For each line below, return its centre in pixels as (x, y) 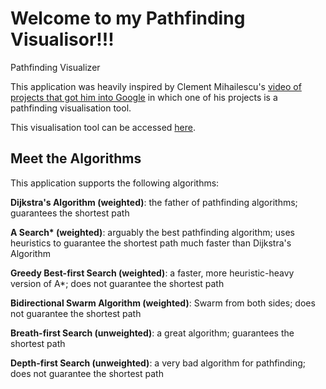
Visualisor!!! (62, 39)
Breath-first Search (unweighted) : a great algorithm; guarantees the (152, 333)
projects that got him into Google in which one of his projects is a (144, 97)
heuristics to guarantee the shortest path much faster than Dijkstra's (151, 243)
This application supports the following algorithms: (115, 183)
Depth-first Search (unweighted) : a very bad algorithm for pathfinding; (158, 363)
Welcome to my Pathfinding (128, 18)
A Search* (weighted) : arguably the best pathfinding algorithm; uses (152, 232)
